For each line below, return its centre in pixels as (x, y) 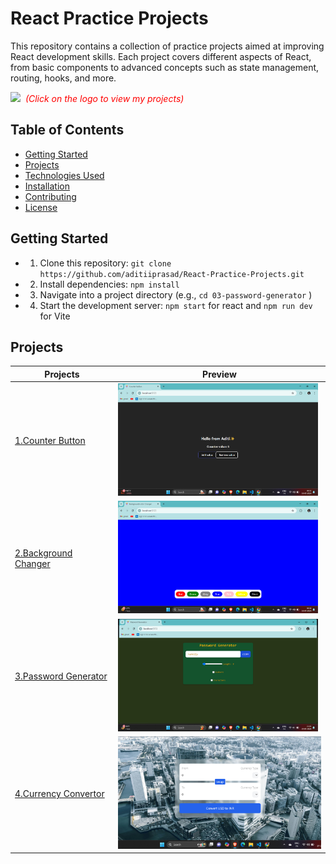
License (41, 207)
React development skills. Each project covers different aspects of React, (161, 56)
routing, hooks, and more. (63, 78)
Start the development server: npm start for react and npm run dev (176, 305)
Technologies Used (64, 175)
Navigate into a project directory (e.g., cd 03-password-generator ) (176, 294)
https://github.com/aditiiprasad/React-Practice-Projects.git (172, 274)
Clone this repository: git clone (105, 263)
